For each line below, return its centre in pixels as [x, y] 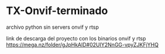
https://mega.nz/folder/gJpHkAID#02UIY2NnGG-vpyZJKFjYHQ [82, 45]
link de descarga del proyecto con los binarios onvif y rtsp [76, 38]
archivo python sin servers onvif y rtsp [53, 27]
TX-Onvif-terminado [57, 11]
